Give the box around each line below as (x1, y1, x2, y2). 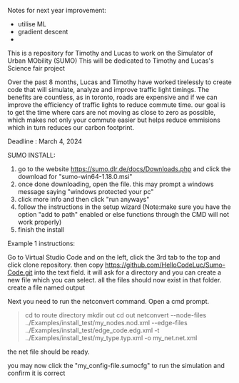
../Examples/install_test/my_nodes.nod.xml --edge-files (24, 319, 188, 327)
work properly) (17, 218, 62, 226)
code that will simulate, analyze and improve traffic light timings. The (7, 86, 210, 93)
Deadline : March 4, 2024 (7, 137, 82, 145)
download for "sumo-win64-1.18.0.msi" (17, 173, 133, 180)
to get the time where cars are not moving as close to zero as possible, (7, 108, 216, 116)
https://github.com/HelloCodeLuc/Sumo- (104, 260, 226, 269)
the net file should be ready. (7, 347, 91, 356)
